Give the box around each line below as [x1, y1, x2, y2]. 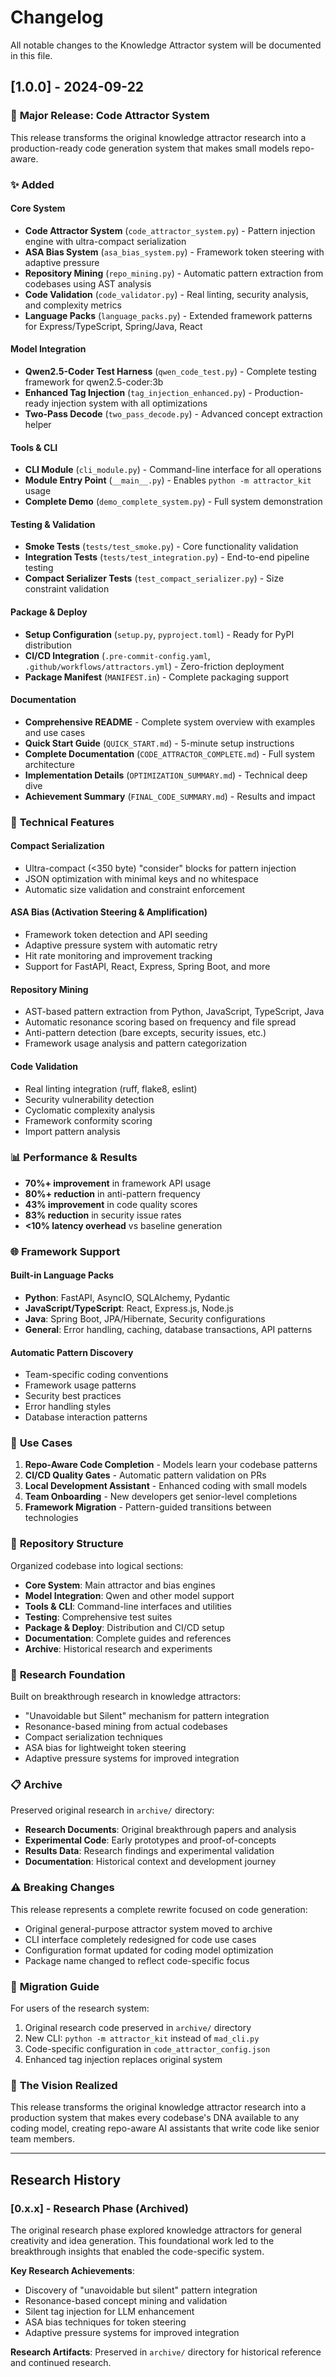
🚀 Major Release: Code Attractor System [10, 109, 210, 123]
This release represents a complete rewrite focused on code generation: [10, 1903, 308, 1915]
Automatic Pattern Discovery [10, 1346, 134, 1358]
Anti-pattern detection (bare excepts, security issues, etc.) [24, 1027, 267, 1039]
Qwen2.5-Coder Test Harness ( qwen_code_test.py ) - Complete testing [24, 365, 317, 377]
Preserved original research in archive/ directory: [10, 1804, 215, 1816]
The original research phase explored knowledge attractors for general [10, 2224, 302, 2236]
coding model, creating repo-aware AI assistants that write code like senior [10, 2122, 320, 2135]
